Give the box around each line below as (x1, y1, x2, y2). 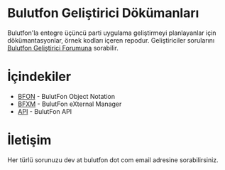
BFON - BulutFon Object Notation (17, 92, 116, 100)
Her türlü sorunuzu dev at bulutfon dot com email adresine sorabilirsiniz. (7, 155, 219, 164)
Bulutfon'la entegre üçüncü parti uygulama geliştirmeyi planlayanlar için (7, 28, 216, 37)
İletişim (7, 132, 52, 149)
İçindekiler (7, 69, 72, 85)
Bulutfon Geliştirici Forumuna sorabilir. (7, 43, 119, 52)
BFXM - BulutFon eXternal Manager (17, 100, 122, 108)
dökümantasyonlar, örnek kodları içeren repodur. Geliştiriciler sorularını (7, 36, 215, 44)
